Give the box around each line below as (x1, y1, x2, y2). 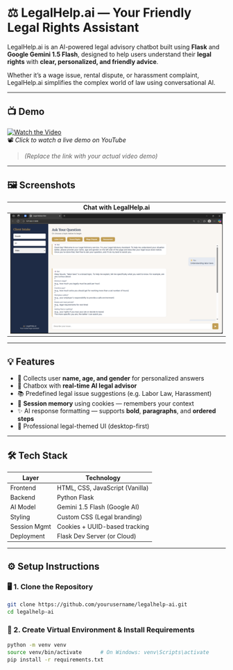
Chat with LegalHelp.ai (83, 203, 150, 212)
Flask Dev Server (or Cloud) (56, 532, 137, 541)
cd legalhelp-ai (7, 609, 54, 616)
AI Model (10, 503, 36, 511)
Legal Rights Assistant (7, 19, 139, 35)
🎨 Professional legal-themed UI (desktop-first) (17, 422, 150, 431)
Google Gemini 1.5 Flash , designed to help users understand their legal (7, 50, 212, 58)
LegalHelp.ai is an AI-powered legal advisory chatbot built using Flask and (7, 42, 220, 51)
